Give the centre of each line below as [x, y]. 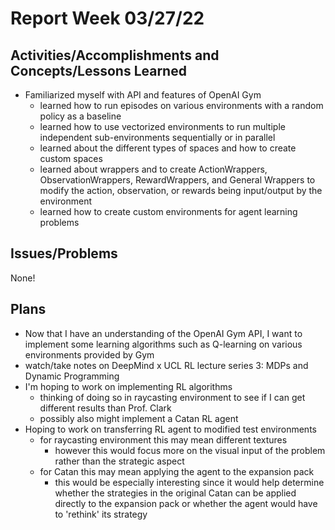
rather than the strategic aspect [119, 461]
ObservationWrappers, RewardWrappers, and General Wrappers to [177, 180]
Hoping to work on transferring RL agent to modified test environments [170, 429]
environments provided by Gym [89, 354]
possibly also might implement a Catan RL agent [139, 418]
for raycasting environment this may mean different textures [163, 439]
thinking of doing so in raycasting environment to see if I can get [172, 397]
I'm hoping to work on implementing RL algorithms [128, 386]
